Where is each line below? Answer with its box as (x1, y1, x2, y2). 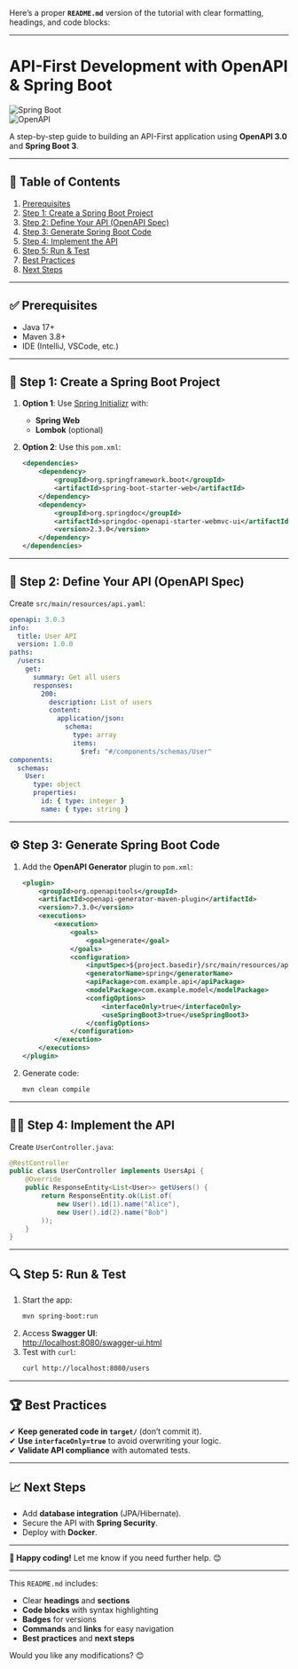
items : (72, 738, 98, 748)
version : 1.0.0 (17, 640, 74, 649)
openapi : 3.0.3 (9, 615, 66, 624)
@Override (25, 1175, 62, 1184)
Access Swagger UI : (21, 1328, 98, 1338)
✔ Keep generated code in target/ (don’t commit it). (9, 1426, 202, 1437)
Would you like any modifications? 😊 (9, 1649, 145, 1660)
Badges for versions (21, 1614, 98, 1625)
